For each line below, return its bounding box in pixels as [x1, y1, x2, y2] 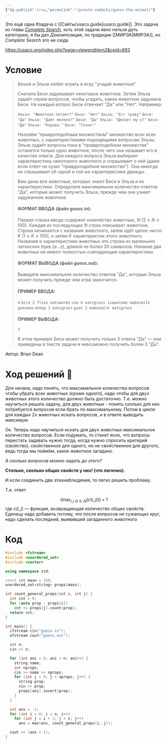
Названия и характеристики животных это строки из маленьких [17, 238, 155, 244]
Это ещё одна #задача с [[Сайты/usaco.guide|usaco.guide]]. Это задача [5, 21, 158, 27]
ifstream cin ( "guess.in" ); [9, 628, 66, 634]
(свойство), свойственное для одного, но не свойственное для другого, [5, 443, 159, 449]
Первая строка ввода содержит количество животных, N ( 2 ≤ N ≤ [17, 216, 159, 223]
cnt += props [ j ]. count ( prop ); [14, 605, 77, 610]
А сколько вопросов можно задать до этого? [5, 458, 102, 464]
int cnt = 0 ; [9, 596, 37, 601]
